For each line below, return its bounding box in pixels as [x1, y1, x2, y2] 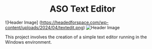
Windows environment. [5, 39, 52, 45]
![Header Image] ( [5, 19, 41, 25]
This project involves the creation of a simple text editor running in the [5, 34, 148, 40]
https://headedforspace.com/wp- [41, 19, 109, 25]
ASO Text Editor [50, 3, 116, 15]
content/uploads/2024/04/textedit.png [5, 24, 84, 30]
